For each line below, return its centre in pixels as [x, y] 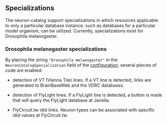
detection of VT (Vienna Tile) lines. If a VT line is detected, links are [82, 80]
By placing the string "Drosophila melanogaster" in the [61, 60]
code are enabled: [24, 70]
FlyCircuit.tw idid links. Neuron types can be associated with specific [83, 110]
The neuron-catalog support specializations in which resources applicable [82, 20]
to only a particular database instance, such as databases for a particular [80, 25]
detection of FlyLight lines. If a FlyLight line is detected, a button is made [87, 95]
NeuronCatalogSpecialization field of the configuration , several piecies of [81, 65]
